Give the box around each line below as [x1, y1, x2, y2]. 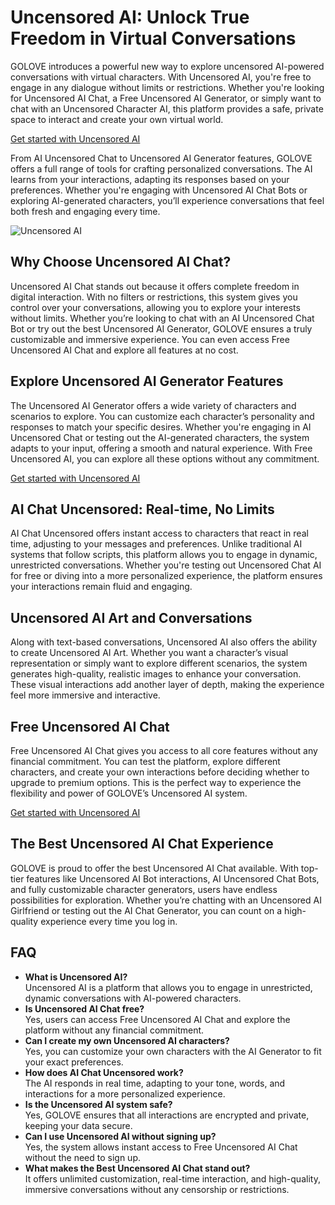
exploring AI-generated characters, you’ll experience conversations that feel [10, 194, 325, 206]
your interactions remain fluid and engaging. [10, 581, 193, 593]
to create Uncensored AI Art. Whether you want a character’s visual [10, 647, 289, 659]
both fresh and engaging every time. [10, 205, 161, 217]
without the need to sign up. [24, 1151, 141, 1163]
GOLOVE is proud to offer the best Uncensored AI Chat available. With [10, 862, 299, 874]
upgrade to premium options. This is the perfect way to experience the [10, 777, 302, 788]
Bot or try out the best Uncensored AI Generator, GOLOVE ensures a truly [10, 322, 313, 335]
